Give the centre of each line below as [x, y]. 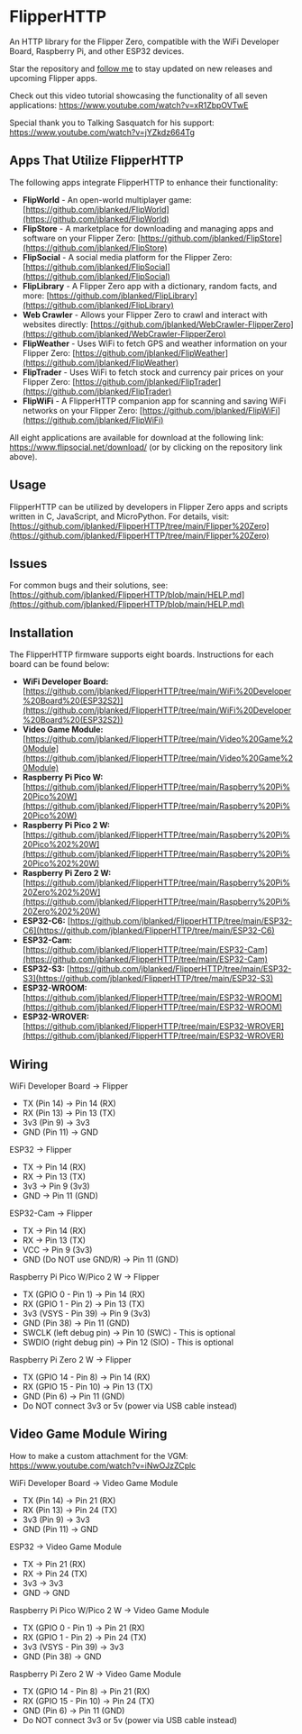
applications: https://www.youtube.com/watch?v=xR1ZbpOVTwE [129, 105]
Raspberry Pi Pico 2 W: [66, 826]
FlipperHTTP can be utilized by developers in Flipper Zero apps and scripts [149, 507]
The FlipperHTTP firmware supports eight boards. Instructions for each [142, 654]
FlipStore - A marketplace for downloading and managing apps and [148, 228]
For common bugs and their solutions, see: [89, 585]
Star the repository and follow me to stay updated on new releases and [141, 68]
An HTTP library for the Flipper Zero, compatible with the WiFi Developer [144, 41]
